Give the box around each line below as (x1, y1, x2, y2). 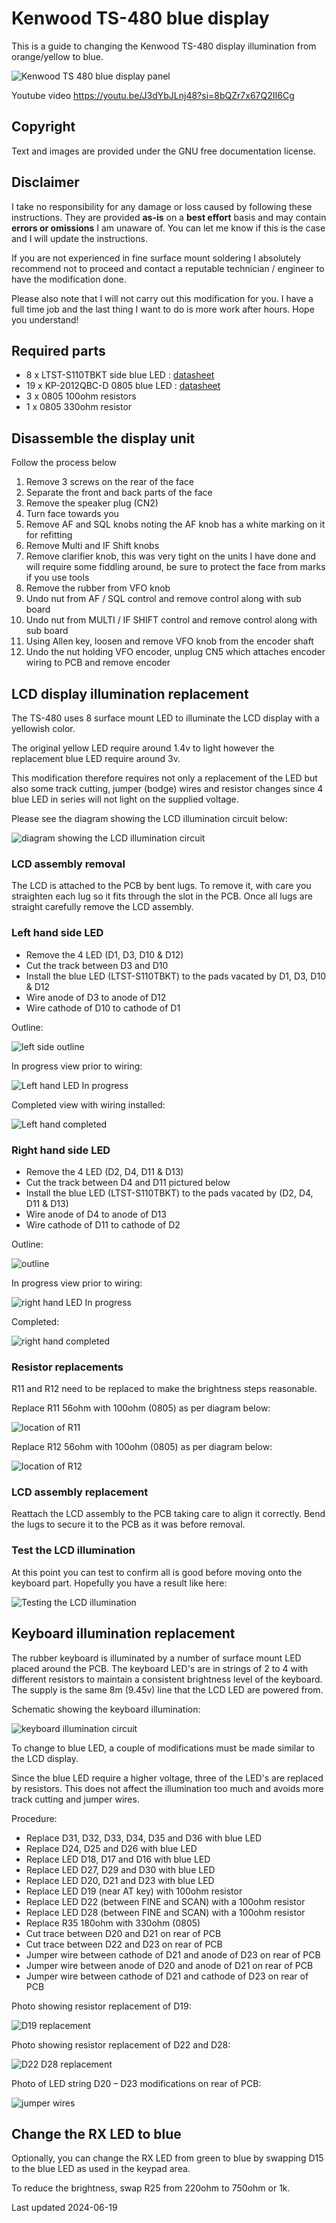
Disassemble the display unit (11, 430, 196, 447)
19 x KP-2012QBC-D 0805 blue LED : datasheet (25, 380, 221, 392)
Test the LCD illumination (11, 1543, 136, 1557)
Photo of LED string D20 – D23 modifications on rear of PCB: (11, 2077, 262, 2089)
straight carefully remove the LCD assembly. (11, 901, 194, 913)
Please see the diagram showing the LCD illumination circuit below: (11, 813, 288, 824)
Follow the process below (11, 457, 117, 469)
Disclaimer (11, 174, 80, 191)
